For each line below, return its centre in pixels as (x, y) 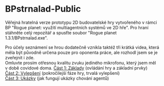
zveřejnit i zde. (20, 57)
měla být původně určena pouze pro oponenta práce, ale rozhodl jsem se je (82, 52)
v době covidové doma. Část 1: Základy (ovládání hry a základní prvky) (76, 68)
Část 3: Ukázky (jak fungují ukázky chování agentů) (57, 78)
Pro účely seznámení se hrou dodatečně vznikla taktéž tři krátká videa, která (82, 47)
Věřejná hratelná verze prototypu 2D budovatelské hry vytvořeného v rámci (81, 22)
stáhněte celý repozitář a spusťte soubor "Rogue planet (61, 33)
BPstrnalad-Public (43, 9)
